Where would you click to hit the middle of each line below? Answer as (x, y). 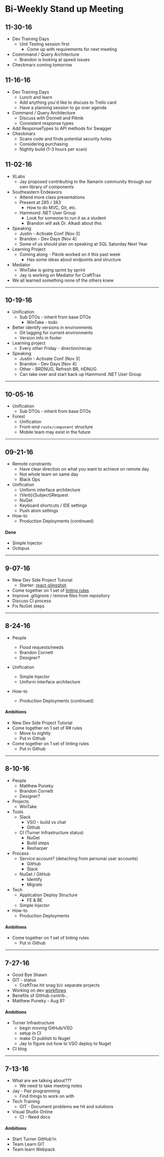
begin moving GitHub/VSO (46, 1028)
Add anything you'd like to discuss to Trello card (68, 102)
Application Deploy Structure (49, 895)
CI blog (19, 1049)
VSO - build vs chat (46, 822)
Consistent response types (47, 123)
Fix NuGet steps (28, 606)
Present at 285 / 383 (40, 202)
